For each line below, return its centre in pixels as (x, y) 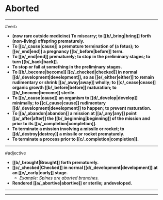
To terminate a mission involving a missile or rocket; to (68, 129)
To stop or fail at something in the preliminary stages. (67, 67)
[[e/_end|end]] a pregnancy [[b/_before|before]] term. (68, 51)
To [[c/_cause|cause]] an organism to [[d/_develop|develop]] (75, 98)
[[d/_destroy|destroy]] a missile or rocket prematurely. (68, 133)
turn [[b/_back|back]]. (35, 62)
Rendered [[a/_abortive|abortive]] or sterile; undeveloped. (72, 183)
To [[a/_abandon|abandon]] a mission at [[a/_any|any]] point (74, 113)
